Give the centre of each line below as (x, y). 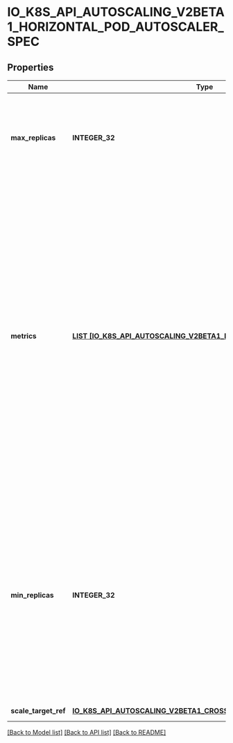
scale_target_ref (38, 711)
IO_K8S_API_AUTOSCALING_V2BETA (116, 12)
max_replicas (33, 138)
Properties (31, 67)
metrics (24, 336)
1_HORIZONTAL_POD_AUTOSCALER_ (115, 27)
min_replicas (32, 595)
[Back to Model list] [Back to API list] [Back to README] (87, 732)
